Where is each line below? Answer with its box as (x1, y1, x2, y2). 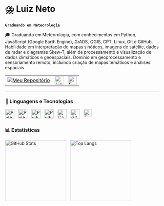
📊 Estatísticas (5, 127, 40, 134)
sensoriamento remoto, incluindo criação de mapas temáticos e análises (5, 59, 151, 65)
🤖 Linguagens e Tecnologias (5, 98, 73, 104)
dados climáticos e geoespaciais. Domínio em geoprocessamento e (5, 54, 141, 60)
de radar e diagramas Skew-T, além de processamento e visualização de (5, 49, 152, 55)
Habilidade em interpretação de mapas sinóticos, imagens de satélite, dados (5, 44, 159, 50)
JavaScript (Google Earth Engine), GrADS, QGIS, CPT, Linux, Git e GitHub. (5, 39, 153, 44)
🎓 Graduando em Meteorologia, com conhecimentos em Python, (5, 32, 137, 38)
